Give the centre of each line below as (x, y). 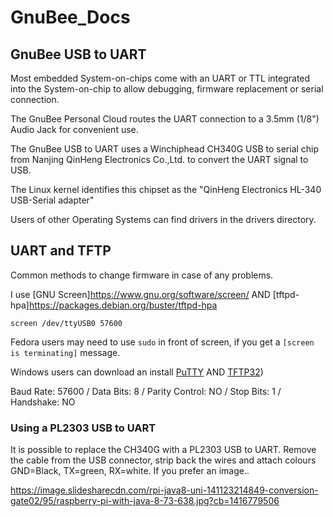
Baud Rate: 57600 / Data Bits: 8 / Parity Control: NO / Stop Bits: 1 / (146, 391)
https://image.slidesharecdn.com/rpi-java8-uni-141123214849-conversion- (164, 490)
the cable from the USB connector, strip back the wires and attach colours (163, 460)
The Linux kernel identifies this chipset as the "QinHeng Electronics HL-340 (166, 189)
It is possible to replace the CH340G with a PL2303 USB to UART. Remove (163, 450)
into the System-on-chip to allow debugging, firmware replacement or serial (167, 89)
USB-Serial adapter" (52, 200)
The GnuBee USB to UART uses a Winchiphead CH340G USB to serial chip (165, 149)
